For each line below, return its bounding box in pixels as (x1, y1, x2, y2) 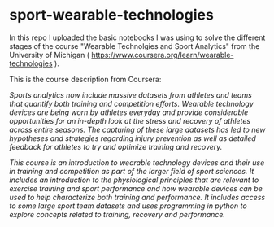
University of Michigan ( (9, 50, 90, 59)
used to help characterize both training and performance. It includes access (9, 192, 266, 202)
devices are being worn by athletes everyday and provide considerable (9, 107, 249, 117)
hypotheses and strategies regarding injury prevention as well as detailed (9, 133, 257, 143)
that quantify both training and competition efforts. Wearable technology (9, 98, 254, 108)
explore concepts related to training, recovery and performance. (9, 209, 226, 219)
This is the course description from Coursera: (9, 74, 162, 84)
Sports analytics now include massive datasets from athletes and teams (9, 89, 253, 99)
